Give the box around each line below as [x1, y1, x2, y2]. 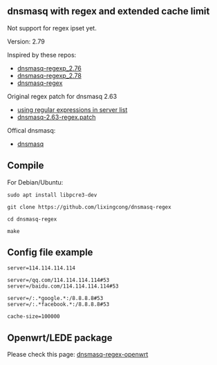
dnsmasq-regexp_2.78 [17, 71, 82, 79]
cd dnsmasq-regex [7, 216, 57, 223]
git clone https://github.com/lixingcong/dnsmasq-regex [7, 203, 171, 210]
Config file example [7, 247, 93, 259]
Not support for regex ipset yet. [7, 24, 97, 32]
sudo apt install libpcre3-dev [7, 191, 97, 198]
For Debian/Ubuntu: [7, 178, 64, 186]
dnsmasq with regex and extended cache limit [7, 6, 210, 17]
